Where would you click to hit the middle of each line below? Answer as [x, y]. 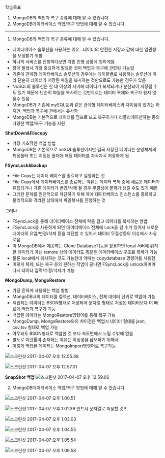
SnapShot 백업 [20, 377]
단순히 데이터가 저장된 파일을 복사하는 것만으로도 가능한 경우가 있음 [82, 80]
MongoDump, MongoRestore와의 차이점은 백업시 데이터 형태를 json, [79, 321]
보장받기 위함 [30, 55]
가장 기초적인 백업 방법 [34, 143]
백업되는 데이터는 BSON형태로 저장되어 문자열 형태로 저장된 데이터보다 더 [82, 303]
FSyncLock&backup [26, 165]
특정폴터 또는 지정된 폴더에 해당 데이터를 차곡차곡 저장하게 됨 [70, 156]
